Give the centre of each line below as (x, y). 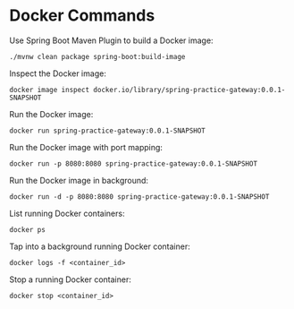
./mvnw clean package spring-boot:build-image (97, 56)
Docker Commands (82, 16)
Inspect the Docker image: (58, 73)
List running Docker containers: (67, 213)
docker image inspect (50, 90)
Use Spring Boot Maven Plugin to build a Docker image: (111, 40)
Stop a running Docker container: (70, 279)
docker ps (28, 229)
